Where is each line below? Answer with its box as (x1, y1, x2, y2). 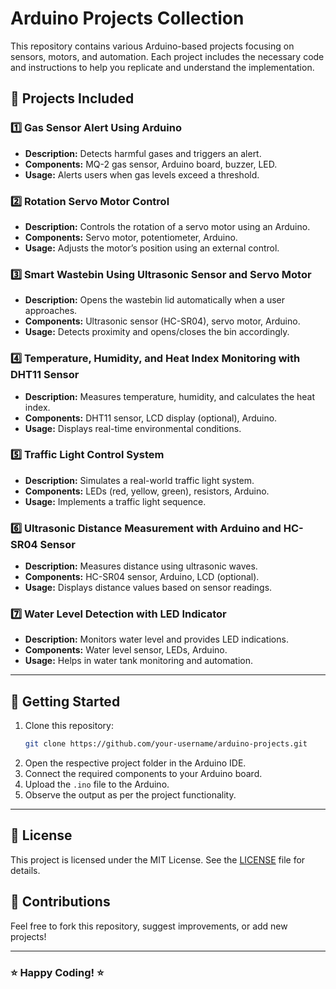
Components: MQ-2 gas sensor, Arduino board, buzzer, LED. (24, 158, 278, 170)
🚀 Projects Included (10, 90, 135, 107)
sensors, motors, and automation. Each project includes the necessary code (10, 50, 325, 62)
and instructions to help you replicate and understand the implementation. (10, 61, 315, 73)
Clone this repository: (24, 720, 114, 732)
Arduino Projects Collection (10, 7, 245, 30)
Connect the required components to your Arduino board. (24, 768, 263, 780)
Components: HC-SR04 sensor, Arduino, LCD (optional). (24, 571, 260, 583)
